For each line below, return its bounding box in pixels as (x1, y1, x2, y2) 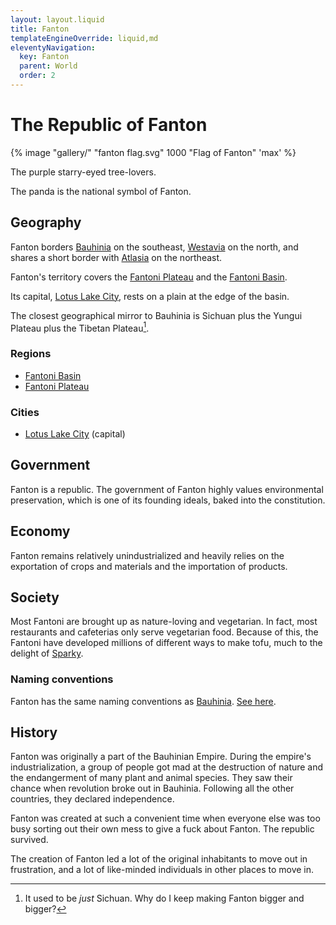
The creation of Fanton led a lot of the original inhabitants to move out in (10, 853, 308, 865)
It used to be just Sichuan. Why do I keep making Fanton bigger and (24, 892, 305, 905)
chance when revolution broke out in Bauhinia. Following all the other (10, 782, 295, 795)
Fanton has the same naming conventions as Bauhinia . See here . (10, 695, 277, 707)
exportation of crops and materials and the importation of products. (10, 560, 288, 572)
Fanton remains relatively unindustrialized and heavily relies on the (10, 549, 285, 561)
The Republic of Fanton (10, 114, 208, 136)
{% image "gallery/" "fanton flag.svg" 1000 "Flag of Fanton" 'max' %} (10, 146, 297, 158)
